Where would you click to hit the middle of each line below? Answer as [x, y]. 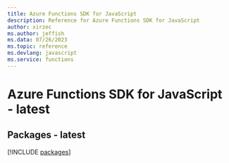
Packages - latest [47, 135]
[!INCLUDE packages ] [39, 152]
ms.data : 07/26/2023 [38, 40]
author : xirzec [30, 27]
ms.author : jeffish [36, 33]
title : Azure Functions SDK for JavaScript [72, 14]
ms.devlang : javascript [42, 53]
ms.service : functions [41, 60]
